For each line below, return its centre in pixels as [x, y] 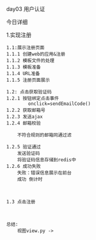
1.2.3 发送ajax [25, 117]
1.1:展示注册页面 [25, 48]
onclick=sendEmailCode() [60, 104]
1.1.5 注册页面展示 [28, 80]
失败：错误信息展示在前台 [44, 173]
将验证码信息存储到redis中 [47, 160]
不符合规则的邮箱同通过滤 [44, 135]
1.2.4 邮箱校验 [24, 123]
